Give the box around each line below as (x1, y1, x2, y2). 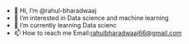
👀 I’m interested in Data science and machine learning (13, 14, 169, 22)
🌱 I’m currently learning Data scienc (13, 21, 117, 29)
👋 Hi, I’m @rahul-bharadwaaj (13, 7, 97, 14)
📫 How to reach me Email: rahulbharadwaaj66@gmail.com (13, 29, 182, 37)
